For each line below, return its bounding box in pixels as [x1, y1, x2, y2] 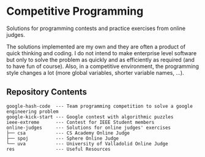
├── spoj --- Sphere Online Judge [6, 135, 119, 142]
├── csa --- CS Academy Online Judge [6, 130, 130, 136]
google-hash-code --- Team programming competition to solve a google [6, 103, 193, 109]
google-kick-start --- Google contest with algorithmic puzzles [6, 113, 174, 120]
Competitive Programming [6, 4, 144, 18]
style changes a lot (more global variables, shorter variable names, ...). [6, 69, 185, 76]
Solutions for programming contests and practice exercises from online [6, 25, 186, 32]
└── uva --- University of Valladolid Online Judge [6, 140, 168, 147]
